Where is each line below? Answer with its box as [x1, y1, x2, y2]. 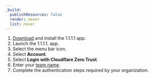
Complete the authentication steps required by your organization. [12, 67, 149, 73]
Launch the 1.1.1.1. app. [12, 41, 59, 47]
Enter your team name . [12, 62, 61, 68]
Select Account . [12, 51, 47, 57]
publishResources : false [10, 12, 62, 17]
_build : [5, 7, 22, 13]
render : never [10, 17, 40, 22]
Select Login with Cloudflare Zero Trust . [12, 56, 98, 63]
